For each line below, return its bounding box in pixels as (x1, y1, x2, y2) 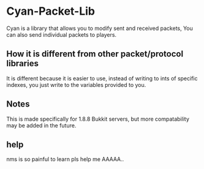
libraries (6, 58, 39, 69)
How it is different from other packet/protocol (6, 49, 184, 59)
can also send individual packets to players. (6, 31, 117, 38)
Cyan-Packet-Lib (6, 4, 96, 18)
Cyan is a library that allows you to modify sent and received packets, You (6, 24, 193, 32)
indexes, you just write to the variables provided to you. (6, 81, 146, 88)
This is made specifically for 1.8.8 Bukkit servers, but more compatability (6, 115, 190, 122)
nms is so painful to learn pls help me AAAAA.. (6, 156, 124, 163)
